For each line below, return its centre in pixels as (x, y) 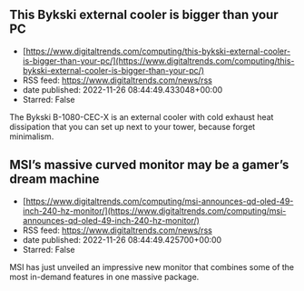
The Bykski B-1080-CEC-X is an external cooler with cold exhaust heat (142, 116)
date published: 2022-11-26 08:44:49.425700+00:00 (122, 239)
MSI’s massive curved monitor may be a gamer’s (149, 165)
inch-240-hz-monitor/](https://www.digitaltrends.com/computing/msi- (154, 211)
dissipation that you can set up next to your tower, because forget (132, 126)
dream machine (54, 180)
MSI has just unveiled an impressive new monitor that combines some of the (152, 266)
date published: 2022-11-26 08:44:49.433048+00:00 (123, 89)
